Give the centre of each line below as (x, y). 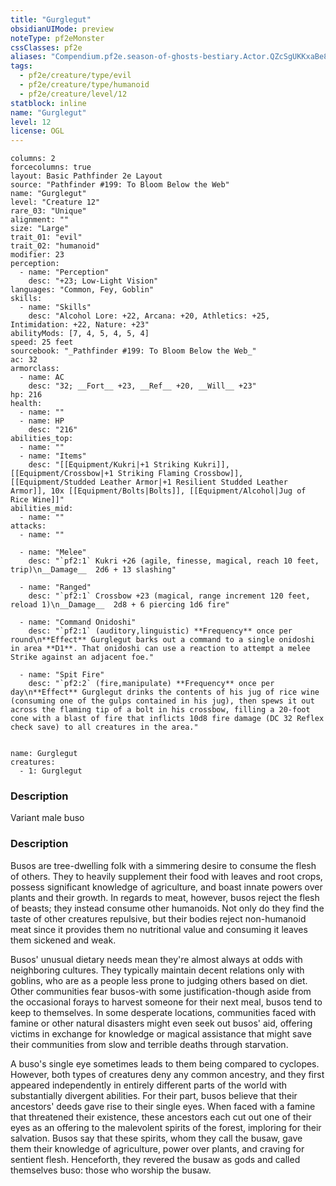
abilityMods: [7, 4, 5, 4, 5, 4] (80, 334)
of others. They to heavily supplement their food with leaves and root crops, (166, 876)
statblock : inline (48, 103)
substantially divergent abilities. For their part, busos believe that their (154, 1095)
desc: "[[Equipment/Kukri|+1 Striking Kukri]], (129, 465)
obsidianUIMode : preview (62, 29)
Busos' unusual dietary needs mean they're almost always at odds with (156, 959)
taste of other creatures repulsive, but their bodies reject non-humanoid (158, 918)
